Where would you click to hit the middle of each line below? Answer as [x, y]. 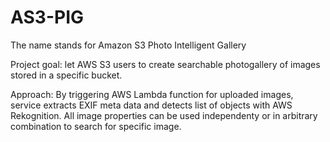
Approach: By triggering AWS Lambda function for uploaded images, [152, 94]
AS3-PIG [47, 17]
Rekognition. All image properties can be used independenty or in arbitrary [164, 115]
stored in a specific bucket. [66, 75]
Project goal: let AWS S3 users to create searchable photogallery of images [165, 64]
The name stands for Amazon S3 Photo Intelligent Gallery [128, 45]
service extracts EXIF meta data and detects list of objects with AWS [151, 105]
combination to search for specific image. [96, 126]
